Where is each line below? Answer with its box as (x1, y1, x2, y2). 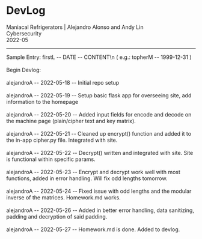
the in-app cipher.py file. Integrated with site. (6, 136, 118, 144)
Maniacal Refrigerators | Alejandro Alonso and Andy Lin (6, 23, 144, 31)
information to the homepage (6, 98, 79, 105)
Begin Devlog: (6, 66, 41, 73)
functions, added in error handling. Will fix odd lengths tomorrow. (6, 175, 168, 182)
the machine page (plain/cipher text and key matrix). (6, 117, 136, 124)
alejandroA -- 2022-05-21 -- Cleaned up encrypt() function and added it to (6, 130, 191, 137)
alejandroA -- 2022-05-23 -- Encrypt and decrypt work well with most (6, 168, 180, 175)
